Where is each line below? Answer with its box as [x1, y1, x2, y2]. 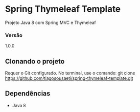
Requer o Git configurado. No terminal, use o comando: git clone [5, 70, 136, 76]
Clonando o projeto [5, 57, 65, 66]
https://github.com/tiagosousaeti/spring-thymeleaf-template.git [5, 75, 133, 81]
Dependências [5, 90, 50, 98]
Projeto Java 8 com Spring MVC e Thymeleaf [5, 20, 96, 25]
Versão [5, 32, 23, 39]
